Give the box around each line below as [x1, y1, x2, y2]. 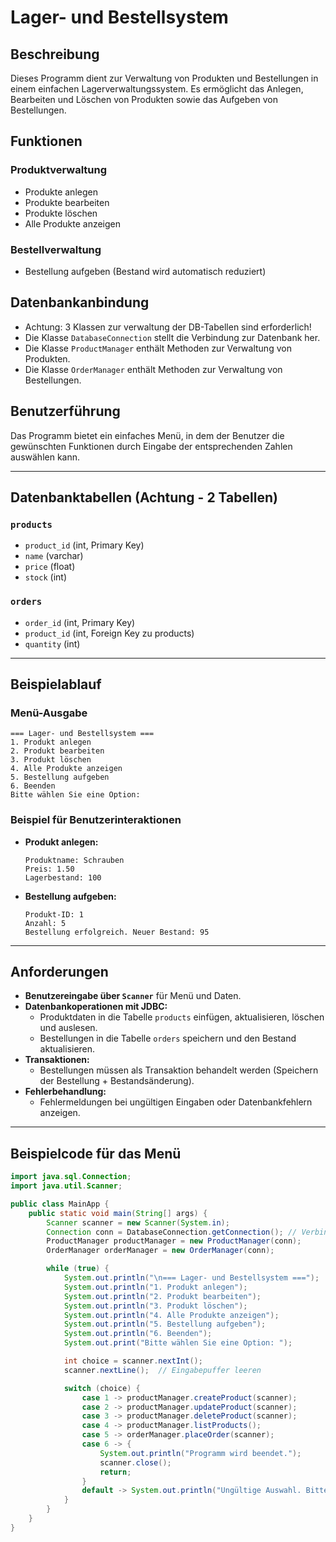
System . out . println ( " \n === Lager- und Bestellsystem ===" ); [63, 1273, 320, 1283]
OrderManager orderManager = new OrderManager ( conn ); [46, 1246, 275, 1256]
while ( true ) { [46, 1264, 110, 1274]
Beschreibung [10, 46, 100, 63]
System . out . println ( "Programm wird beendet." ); [99, 1448, 302, 1458]
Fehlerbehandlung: [24, 1086, 107, 1098]
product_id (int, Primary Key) [24, 539, 145, 551]
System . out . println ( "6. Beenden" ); [63, 1329, 213, 1339]
